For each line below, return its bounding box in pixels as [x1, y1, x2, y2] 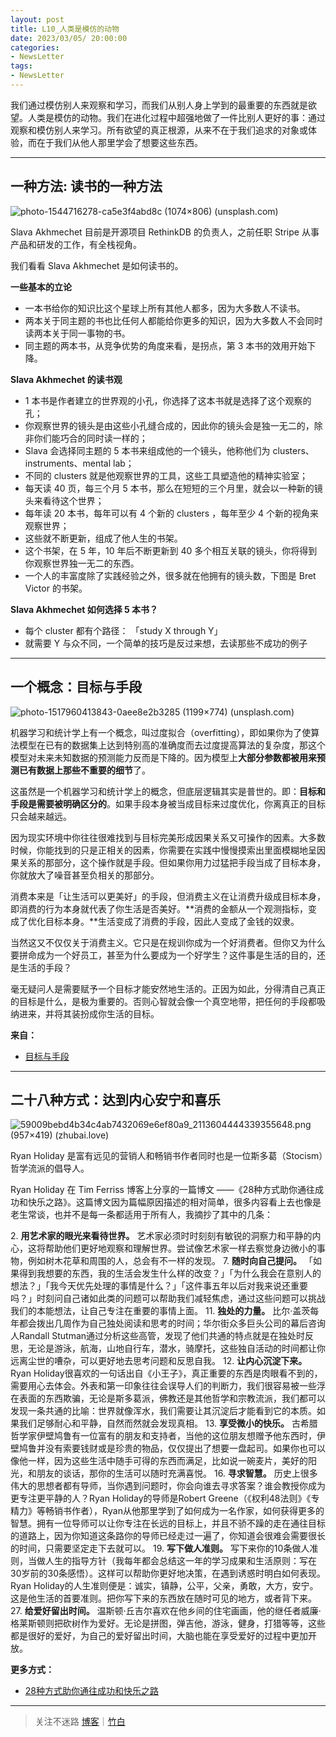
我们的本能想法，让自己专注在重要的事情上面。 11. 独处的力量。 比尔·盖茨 [10, 1305, 311, 1317]
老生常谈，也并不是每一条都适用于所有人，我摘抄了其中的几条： [10, 1209, 273, 1221]
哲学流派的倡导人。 [10, 1162, 90, 1175]
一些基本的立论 [10, 281, 72, 293]
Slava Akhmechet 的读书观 [10, 373, 123, 385]
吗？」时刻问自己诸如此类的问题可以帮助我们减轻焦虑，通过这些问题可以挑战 [10, 1292, 326, 1305]
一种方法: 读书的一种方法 [10, 178, 163, 195]
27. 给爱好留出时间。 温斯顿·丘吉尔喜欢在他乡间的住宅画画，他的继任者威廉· [10, 1605, 322, 1617]
